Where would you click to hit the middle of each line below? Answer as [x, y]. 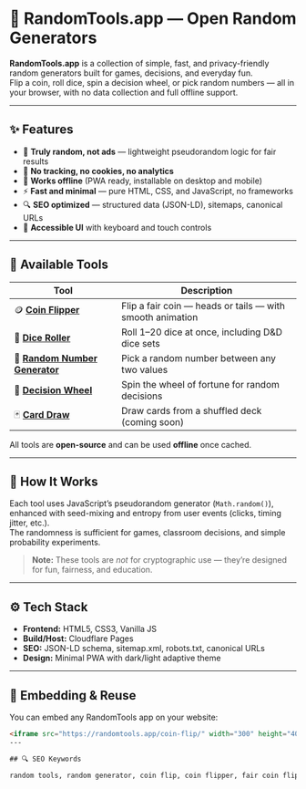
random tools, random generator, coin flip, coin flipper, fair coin [144, 775]
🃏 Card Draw [42, 415]
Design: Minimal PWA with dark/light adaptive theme [122, 658]
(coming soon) [153, 421]
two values [145, 369]
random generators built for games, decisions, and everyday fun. [131, 73]
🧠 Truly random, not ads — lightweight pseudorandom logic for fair [149, 151]
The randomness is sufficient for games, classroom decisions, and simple [148, 533]
